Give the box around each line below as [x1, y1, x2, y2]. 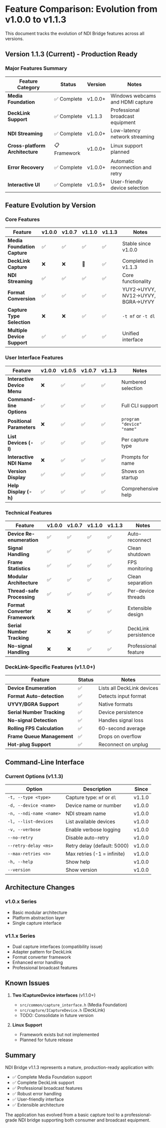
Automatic [110, 158, 134, 165]
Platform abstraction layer [12, 914, 65, 920]
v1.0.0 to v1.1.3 [5, 14, 67, 25]
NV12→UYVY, [122, 292, 156, 299]
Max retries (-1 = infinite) [65, 850, 125, 857]
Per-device [127, 587, 155, 594]
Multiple [7, 327, 28, 334]
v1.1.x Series [5, 932, 36, 939]
